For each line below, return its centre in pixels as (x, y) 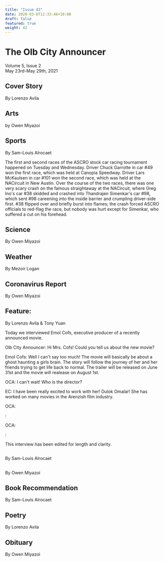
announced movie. (24, 338)
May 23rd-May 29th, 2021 (31, 71)
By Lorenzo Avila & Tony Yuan (35, 323)
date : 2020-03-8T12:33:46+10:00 (38, 14)
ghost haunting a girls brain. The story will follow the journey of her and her (81, 362)
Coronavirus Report (36, 284)
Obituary (19, 542)
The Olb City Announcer (55, 52)
